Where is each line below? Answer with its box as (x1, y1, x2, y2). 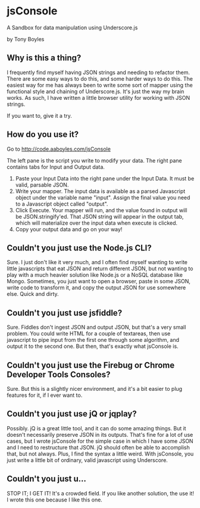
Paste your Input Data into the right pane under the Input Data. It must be (15, 175, 195, 182)
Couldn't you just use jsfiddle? (7, 308, 123, 318)
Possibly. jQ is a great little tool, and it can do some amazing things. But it (7, 424, 186, 432)
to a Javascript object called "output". (15, 200, 108, 207)
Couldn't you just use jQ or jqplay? (7, 409, 137, 419)
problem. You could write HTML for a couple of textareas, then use (7, 330, 171, 337)
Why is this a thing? (7, 53, 82, 63)
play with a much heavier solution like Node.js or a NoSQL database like (7, 271, 183, 279)
